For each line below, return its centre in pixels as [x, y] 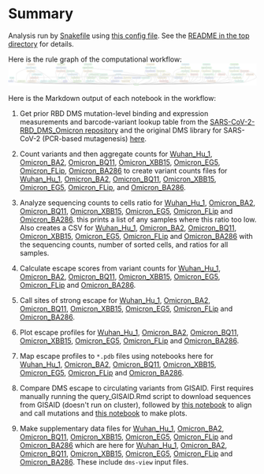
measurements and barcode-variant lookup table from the [114, 122]
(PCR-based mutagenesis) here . [95, 139]
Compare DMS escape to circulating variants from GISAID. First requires [136, 388]
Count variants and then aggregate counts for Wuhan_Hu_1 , [116, 154]
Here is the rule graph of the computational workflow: [95, 59]
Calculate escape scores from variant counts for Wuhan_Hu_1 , [120, 268]
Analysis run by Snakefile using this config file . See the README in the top [129, 35]
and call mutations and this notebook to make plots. [103, 413]
